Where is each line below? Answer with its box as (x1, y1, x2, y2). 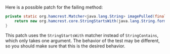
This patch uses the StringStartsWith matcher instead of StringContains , (5, 32, 159, 38)
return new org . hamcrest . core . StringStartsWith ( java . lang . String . (14, 18, 157, 23)
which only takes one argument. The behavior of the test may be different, (5, 37, 160, 43)
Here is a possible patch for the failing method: (5, 4, 103, 10)
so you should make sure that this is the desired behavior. (5, 42, 125, 49)
